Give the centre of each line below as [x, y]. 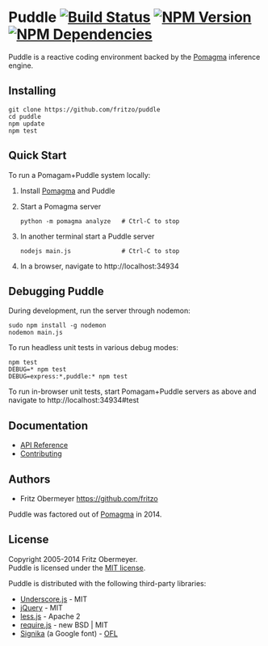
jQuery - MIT [41, 607]
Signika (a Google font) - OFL [69, 633]
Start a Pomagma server [61, 206]
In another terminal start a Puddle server [87, 236]
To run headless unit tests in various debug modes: [94, 348]
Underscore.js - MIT [54, 599]
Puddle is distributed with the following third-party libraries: [107, 583]
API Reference [44, 445]
